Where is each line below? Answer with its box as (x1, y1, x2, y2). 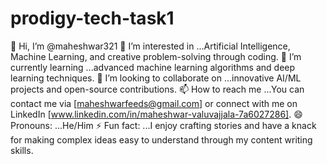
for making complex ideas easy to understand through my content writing (10, 133, 313, 146)
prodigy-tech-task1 (10, 7, 175, 30)
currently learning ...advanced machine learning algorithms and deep (10, 61, 296, 73)
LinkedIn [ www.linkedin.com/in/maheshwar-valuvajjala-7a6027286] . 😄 (10, 108, 303, 120)
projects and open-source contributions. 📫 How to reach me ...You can (10, 83, 305, 95)
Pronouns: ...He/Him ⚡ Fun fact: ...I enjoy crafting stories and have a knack (10, 119, 317, 131)
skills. (10, 144, 34, 156)
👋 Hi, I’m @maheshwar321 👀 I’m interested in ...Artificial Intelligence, (10, 40, 291, 52)
